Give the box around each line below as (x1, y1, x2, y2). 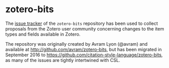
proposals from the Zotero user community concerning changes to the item (5, 25, 164, 31)
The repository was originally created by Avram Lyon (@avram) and (5, 41, 147, 47)
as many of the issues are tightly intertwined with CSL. (5, 57, 120, 63)
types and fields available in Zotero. (5, 31, 81, 37)
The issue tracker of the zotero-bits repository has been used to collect (5, 20, 158, 26)
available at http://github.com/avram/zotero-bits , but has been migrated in (5, 46, 162, 52)
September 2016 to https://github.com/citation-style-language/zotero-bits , (5, 52, 163, 58)
